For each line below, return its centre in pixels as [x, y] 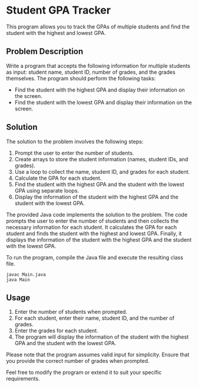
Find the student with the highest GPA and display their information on [100, 90]
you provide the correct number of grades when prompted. [78, 361]
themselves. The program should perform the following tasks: [81, 78]
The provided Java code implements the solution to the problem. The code [97, 214]
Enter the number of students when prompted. [71, 312]
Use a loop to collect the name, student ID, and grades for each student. [102, 171]
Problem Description [45, 52]
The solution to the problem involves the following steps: [75, 141]
